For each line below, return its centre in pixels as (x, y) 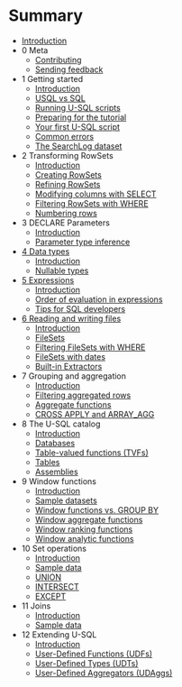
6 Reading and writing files (71, 318)
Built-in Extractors (68, 366)
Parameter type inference (82, 242)
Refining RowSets (68, 184)
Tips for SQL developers (80, 308)
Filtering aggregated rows (83, 395)
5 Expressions (48, 279)
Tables (47, 462)
